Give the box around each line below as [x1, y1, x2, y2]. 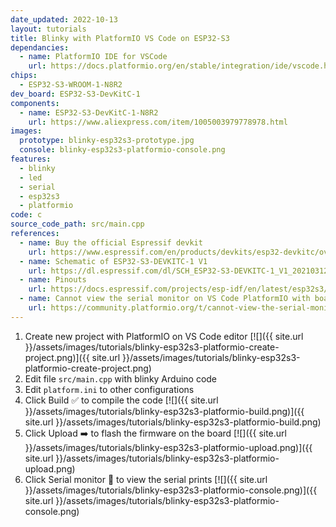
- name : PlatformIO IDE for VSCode [19, 52, 168, 62]
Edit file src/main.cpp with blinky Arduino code [24, 372, 218, 385]
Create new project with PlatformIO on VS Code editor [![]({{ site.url [24, 330, 304, 342]
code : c [10, 210, 43, 220]
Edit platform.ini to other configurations [24, 383, 195, 395]
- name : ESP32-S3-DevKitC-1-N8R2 [19, 107, 159, 118]
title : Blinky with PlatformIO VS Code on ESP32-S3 [10, 33, 230, 43]
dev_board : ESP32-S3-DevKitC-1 [10, 89, 141, 99]
